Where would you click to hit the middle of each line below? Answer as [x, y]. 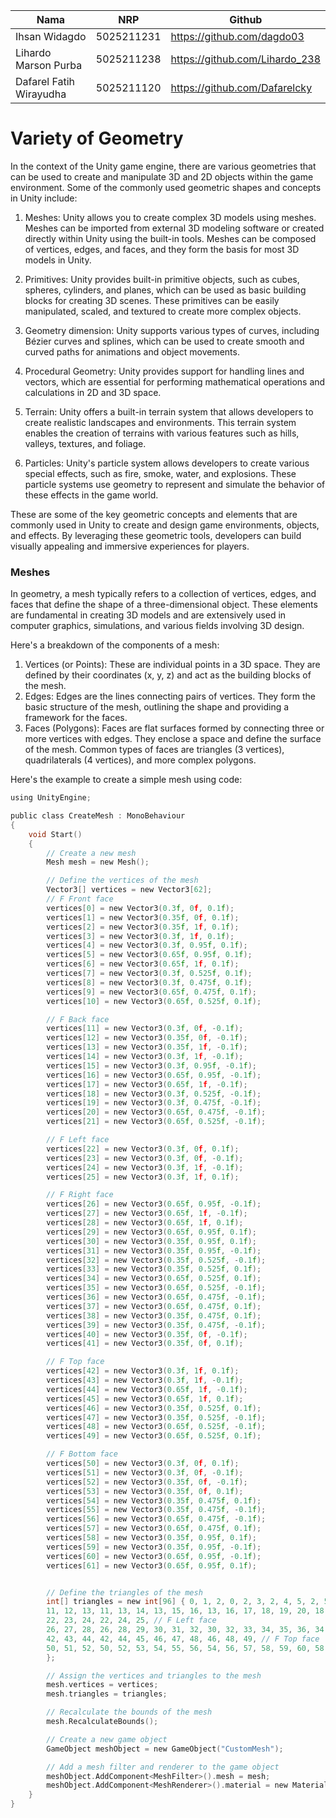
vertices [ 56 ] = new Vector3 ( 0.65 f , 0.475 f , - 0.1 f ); [156, 1519]
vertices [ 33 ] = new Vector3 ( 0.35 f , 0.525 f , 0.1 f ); [154, 1269]
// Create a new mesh [91, 853]
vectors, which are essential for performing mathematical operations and [175, 381]
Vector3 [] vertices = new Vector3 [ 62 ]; [129, 890]
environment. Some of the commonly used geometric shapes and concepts [166, 187]
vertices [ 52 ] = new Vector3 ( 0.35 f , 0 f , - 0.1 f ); [147, 1482]
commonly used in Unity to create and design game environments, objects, [165, 525]
